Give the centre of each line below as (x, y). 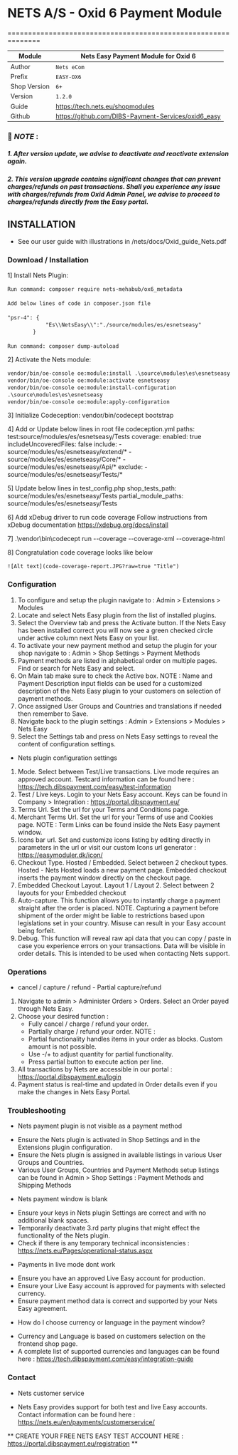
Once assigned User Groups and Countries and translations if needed (119, 706)
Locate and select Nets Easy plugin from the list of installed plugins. (117, 615)
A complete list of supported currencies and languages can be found (118, 1352)
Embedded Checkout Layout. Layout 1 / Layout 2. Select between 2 (116, 885)
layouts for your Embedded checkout (72, 893)
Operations (27, 972)
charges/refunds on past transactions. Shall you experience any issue (114, 187)
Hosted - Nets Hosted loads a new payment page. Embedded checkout (122, 870)
